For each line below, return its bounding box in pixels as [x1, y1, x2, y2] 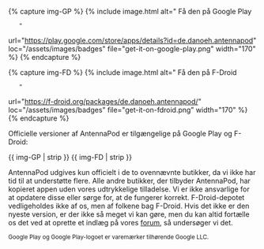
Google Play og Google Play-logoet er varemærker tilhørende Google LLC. [8, 233, 209, 241]
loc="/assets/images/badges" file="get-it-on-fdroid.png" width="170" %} [8, 106, 248, 114]
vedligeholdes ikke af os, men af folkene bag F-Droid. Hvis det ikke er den [8, 201, 250, 210]
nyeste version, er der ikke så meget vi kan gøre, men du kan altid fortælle [8, 210, 251, 219]
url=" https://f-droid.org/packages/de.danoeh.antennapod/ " [8, 97, 202, 106]
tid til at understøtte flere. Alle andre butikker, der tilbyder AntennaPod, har [8, 177, 251, 185]
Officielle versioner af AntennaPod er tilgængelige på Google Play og [8, 129, 233, 138]
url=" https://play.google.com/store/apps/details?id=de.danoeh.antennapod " [8, 35, 257, 45]
